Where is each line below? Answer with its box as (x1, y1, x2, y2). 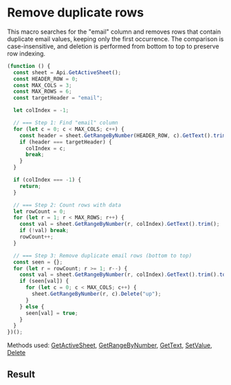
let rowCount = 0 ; (13, 208, 67, 215)
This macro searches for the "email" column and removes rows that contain (7, 27, 221, 36)
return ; (19, 183, 41, 189)
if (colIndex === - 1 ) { (13, 176, 81, 183)
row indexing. (7, 49, 46, 58)
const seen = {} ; (13, 259, 63, 266)
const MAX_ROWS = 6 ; (13, 88, 72, 95)
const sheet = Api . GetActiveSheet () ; (13, 69, 122, 76)
